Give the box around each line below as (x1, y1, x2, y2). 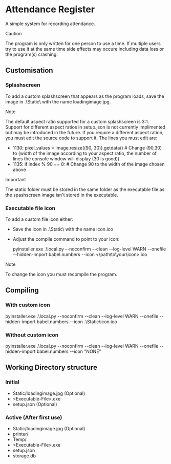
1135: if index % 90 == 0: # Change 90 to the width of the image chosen (12, 161, 165, 167)
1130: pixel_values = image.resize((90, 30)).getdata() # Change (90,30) (12, 144, 162, 151)
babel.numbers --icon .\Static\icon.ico (36, 319, 117, 325)
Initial (5, 378, 19, 386)
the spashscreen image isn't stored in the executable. (5, 192, 119, 198)
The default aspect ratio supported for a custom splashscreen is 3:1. (5, 118, 149, 124)
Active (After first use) (5, 414, 62, 421)
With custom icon (5, 301, 50, 308)
